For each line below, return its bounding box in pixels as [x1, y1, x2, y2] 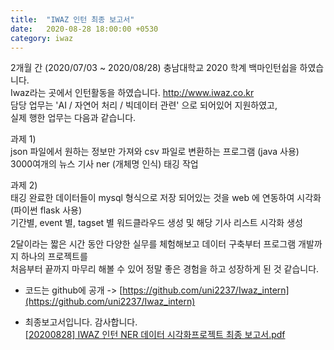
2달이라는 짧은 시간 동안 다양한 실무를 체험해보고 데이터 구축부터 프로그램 [10, 238, 297, 250]
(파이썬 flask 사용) [10, 204, 82, 216]
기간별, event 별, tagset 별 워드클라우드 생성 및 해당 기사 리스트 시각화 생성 [10, 217, 303, 229]
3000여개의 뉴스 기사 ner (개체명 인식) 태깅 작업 [10, 158, 199, 170]
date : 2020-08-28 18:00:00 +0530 [10, 24, 159, 34]
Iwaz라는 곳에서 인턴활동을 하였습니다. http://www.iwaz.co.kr [10, 87, 255, 99]
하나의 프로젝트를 [20, 251, 88, 263]
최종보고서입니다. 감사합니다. [24, 316, 138, 328]
